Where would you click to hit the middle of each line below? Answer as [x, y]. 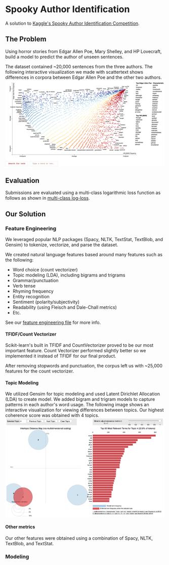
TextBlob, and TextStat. [30, 543]
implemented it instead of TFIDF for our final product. [61, 356]
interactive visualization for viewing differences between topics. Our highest [85, 410]
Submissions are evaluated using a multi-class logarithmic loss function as [83, 193]
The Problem [26, 39]
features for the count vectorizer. [40, 371]
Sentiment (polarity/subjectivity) [46, 302]
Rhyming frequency [33, 291]
